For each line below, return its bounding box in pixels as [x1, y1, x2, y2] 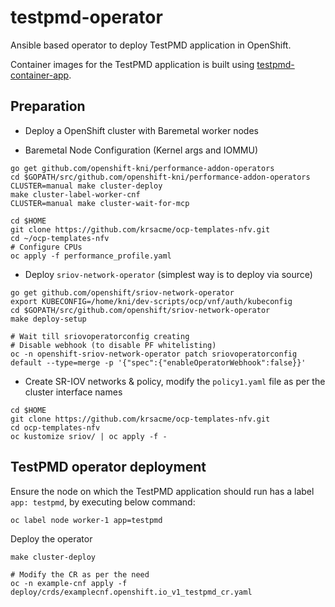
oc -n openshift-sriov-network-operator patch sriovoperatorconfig [10, 349, 298, 359]
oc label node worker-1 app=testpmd [10, 515, 163, 525]
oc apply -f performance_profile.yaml [10, 251, 172, 261]
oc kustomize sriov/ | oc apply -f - [10, 431, 168, 441]
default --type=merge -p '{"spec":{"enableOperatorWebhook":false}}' [10, 357, 307, 368]
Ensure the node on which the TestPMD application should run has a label [10, 485, 315, 497]
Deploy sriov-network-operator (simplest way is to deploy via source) [24, 268, 313, 280]
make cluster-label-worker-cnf [10, 189, 141, 200]
